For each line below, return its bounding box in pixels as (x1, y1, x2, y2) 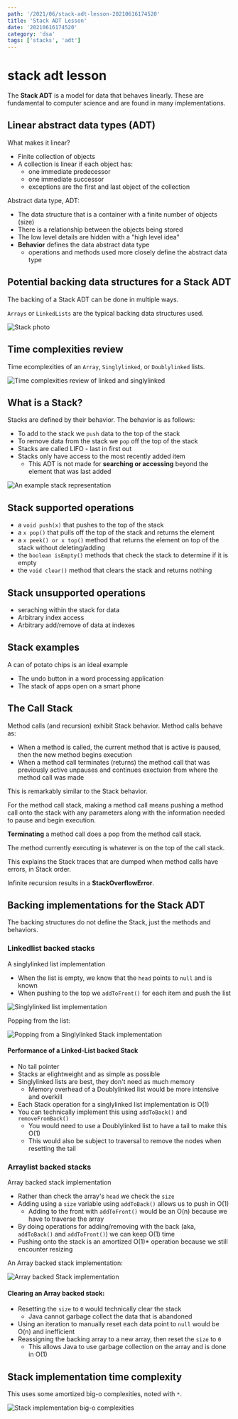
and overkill (28, 1092, 63, 1101)
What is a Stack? (7, 396, 83, 408)
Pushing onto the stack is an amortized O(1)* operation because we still (17, 1237, 229, 1246)
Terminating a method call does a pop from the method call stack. (7, 830, 202, 838)
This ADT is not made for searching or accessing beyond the (28, 460, 209, 468)
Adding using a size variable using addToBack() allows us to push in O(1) (17, 1199, 229, 1208)
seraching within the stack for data (17, 605, 120, 614)
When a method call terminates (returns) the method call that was (17, 758, 210, 766)
